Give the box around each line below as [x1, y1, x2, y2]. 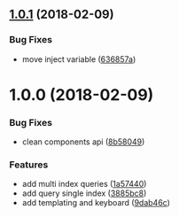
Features [9, 159, 49, 171]
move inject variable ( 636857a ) [21, 53, 136, 65]
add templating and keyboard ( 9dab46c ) [21, 198, 171, 208]
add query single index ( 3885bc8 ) [21, 188, 147, 198]
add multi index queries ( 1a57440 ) [21, 179, 147, 190]
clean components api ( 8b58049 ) [21, 136, 145, 147]
